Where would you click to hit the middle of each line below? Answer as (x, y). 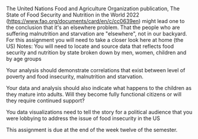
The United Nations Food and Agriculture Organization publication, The (93, 9)
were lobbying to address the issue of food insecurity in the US (83, 118)
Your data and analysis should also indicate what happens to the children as (99, 88)
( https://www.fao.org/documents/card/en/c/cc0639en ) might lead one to (95, 21)
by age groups (24, 59)
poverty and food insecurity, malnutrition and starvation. (75, 77)
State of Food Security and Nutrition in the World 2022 (73, 15)
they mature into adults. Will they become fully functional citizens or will (94, 94)
